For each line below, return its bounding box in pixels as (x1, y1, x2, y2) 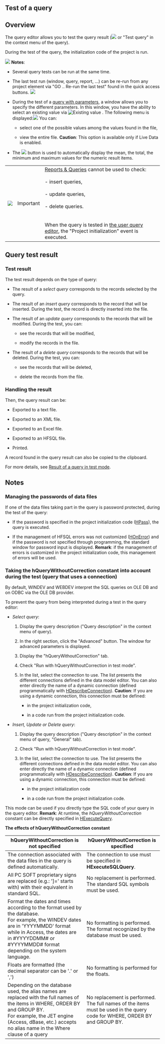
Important (17, 200, 40, 207)
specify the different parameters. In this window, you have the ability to (12, 104, 156, 110)
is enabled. (19, 140, 42, 146)
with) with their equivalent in (7, 884, 73, 891)
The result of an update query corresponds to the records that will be (12, 315, 153, 322)
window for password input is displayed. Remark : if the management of (12, 544, 157, 550)
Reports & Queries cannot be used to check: (44, 166, 146, 173)
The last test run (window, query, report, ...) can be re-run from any (12, 78, 148, 84)
